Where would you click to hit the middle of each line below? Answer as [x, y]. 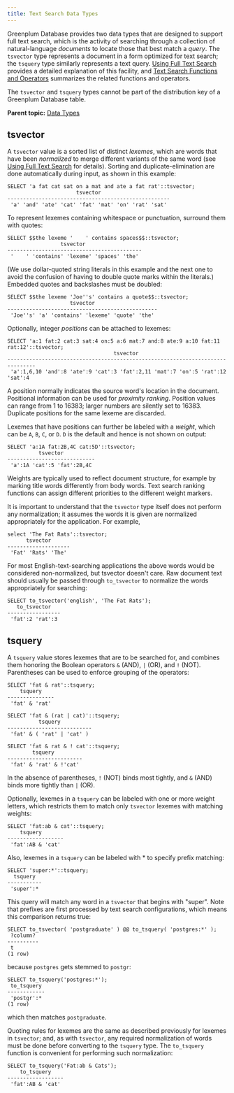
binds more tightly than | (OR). [51, 785]
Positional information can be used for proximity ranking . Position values [111, 399]
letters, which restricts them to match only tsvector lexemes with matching [115, 806]
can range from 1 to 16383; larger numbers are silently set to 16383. [104, 406]
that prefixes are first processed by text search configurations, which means [117, 909]
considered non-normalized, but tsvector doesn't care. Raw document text [115, 573]
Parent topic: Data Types [44, 113]
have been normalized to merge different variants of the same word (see [112, 159]
